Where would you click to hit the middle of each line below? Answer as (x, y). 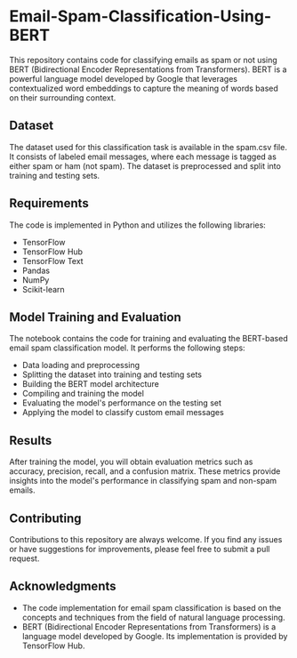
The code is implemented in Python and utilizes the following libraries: (138, 225)
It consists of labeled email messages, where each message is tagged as (143, 156)
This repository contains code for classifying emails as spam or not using (143, 60)
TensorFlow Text (52, 261)
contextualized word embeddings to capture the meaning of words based (144, 88)
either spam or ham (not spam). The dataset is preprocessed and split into (145, 165)
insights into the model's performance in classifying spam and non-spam (143, 481)
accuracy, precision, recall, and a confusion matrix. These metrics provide (145, 471)
